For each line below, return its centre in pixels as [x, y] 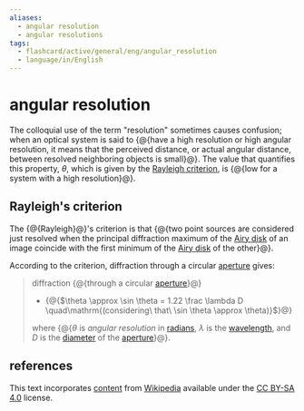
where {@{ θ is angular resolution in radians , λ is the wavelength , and [161, 328]
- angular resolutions [60, 34]
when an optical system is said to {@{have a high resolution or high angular [151, 139]
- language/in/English [60, 60]
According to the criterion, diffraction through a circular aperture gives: [142, 265]
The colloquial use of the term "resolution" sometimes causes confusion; [146, 130]
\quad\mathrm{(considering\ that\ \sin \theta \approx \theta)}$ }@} [169, 310]
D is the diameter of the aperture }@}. [101, 338]
